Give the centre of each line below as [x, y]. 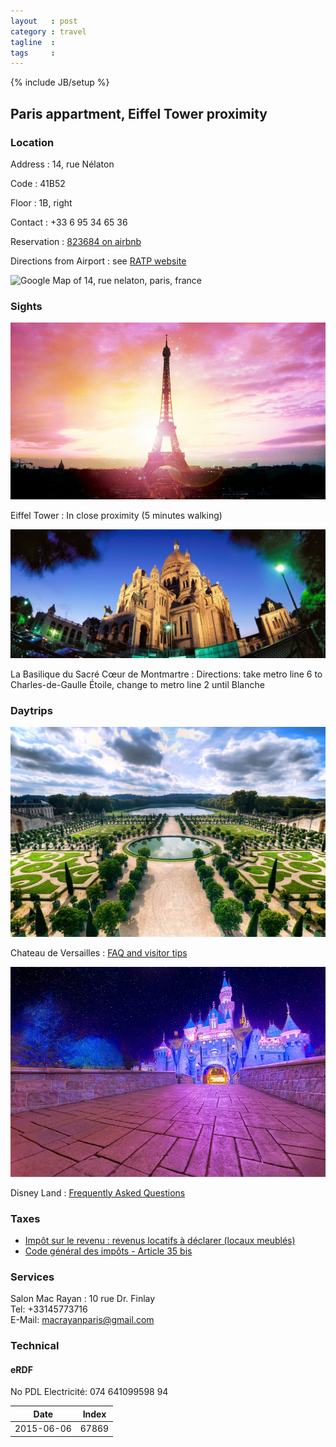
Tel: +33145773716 [49, 1309]
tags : [33, 53]
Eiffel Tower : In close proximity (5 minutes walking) [116, 515]
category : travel [48, 31]
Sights [26, 306]
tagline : [33, 42]
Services [32, 1277]
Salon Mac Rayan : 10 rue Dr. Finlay [83, 1299]
